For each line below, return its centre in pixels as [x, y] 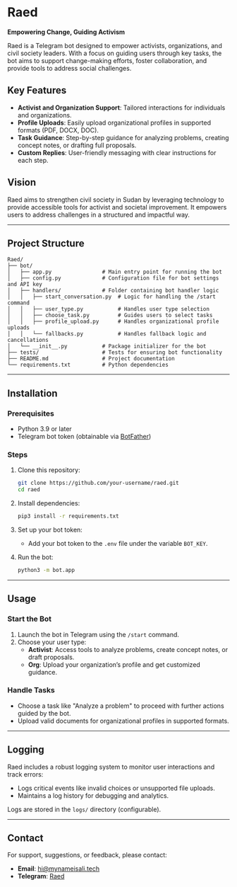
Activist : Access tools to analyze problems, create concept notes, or [128, 649]
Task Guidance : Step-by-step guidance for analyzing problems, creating [123, 137]
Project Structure [46, 243]
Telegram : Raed [41, 876]
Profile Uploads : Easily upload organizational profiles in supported [114, 122]
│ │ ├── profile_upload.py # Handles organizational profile [113, 322]
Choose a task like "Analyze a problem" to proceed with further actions [121, 706]
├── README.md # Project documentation [91, 359]
